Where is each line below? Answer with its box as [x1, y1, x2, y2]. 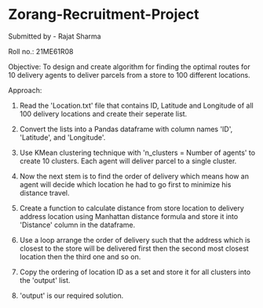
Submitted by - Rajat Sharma [8, 31, 101, 41]
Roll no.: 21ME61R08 [8, 46, 74, 56]
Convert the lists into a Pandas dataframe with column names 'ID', [19, 124, 233, 134]
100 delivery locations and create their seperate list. [19, 108, 188, 119]
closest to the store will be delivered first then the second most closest [19, 244, 249, 253]
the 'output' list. [19, 275, 71, 284]
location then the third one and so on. [19, 251, 141, 261]
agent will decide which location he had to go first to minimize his [19, 179, 232, 189]
